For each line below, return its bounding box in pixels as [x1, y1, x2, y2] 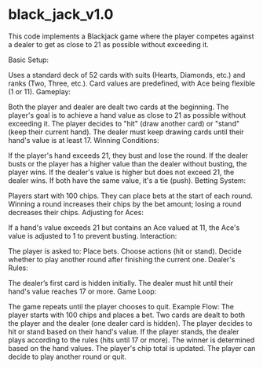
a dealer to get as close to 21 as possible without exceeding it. [8, 39, 210, 49]
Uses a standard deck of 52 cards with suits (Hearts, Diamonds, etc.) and [8, 70, 246, 79]
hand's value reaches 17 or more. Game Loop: [8, 287, 157, 296]
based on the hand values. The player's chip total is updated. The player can [8, 343, 256, 353]
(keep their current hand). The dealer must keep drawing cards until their [8, 127, 245, 137]
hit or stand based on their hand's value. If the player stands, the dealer [8, 327, 239, 336]
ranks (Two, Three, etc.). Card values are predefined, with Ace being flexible [8, 79, 256, 88]
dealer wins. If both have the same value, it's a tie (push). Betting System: [8, 175, 247, 185]
